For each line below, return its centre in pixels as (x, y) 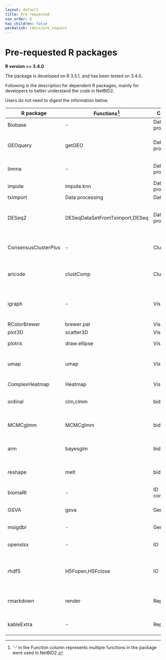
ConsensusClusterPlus (34, 248)
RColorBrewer (24, 324)
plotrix (15, 344)
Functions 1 (107, 113)
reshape (17, 472)
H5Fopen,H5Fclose (87, 571)
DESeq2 (17, 218)
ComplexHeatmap (29, 384)
